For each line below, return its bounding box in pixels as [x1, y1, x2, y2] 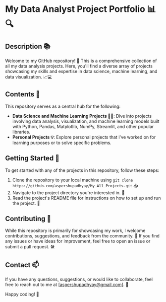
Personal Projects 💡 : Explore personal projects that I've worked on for [12, 134, 156, 140]
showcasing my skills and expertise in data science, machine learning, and [5, 69, 158, 74]
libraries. [12, 129, 31, 135]
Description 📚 [5, 42, 51, 51]
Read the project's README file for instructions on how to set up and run [12, 195, 161, 201]
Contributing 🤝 [5, 215, 52, 223]
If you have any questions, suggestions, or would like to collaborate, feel [5, 276, 153, 283]
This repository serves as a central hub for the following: [5, 103, 120, 109]
